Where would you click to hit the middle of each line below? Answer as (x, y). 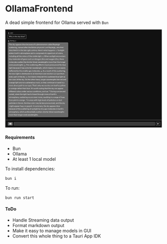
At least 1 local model (34, 159)
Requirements (20, 137)
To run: (12, 188)
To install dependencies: (30, 169)
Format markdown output (38, 225)
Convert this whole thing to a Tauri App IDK (56, 236)
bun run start (20, 198)
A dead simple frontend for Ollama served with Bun (57, 22)
